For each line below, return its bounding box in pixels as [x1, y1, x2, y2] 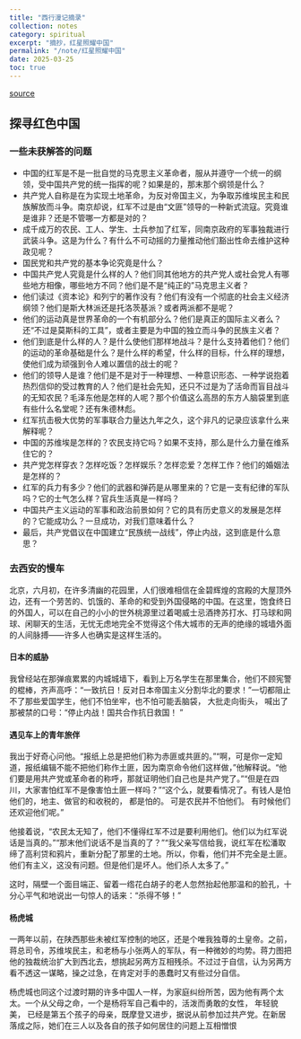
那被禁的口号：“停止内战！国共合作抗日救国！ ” [9, 707, 184, 718]
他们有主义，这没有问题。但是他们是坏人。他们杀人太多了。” [9, 859, 229, 871]
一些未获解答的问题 [9, 145, 92, 158]
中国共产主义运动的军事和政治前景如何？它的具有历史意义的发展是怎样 [21, 504, 282, 515]
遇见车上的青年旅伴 [9, 729, 81, 740]
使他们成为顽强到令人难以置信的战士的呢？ [21, 358, 180, 369]
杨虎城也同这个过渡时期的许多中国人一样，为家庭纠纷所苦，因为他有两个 [9, 987, 276, 998]
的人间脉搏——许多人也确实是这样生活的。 [9, 630, 167, 640]
